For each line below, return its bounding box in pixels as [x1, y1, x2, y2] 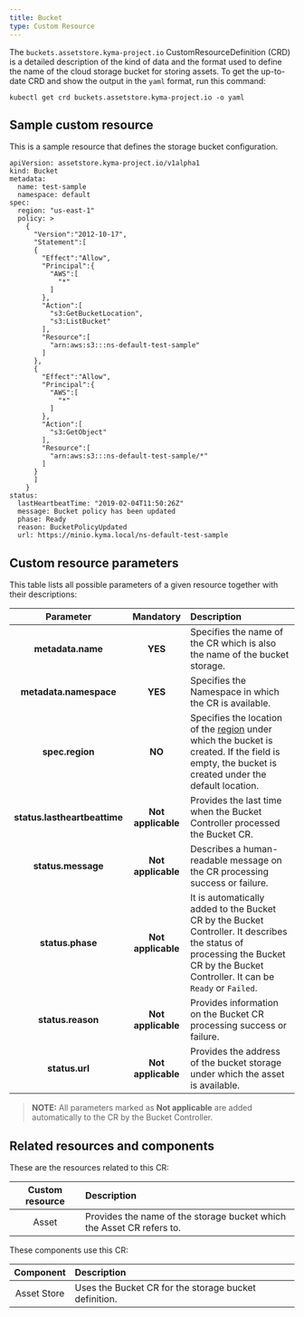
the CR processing [189, 866, 269, 878]
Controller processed [189, 817, 280, 829]
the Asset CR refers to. [84, 1221, 181, 1234]
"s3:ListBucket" [49, 317, 111, 327]
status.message [33, 860, 104, 873]
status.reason [37, 1014, 100, 1027]
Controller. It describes [189, 925, 288, 938]
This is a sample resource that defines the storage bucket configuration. [9, 141, 279, 152]
